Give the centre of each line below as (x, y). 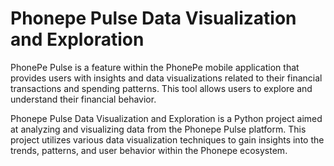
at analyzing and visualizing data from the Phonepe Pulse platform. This (158, 129)
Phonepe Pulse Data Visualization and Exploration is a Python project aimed (166, 118)
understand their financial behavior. (83, 99)
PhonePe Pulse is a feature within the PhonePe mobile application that (155, 67)
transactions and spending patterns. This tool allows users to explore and (161, 88)
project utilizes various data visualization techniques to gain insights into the (167, 139)
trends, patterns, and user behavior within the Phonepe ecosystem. (149, 150)
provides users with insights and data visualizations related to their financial (166, 78)
